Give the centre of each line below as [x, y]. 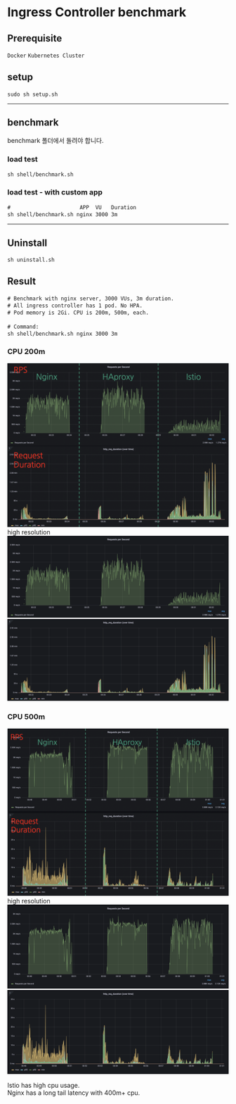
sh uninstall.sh [31, 260]
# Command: [23, 327]
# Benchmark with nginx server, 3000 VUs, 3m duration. [91, 299]
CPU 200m [26, 351]
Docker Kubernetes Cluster [46, 56]
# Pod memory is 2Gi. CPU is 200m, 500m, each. [78, 313]
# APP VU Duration [72, 208]
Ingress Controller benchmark [97, 12]
